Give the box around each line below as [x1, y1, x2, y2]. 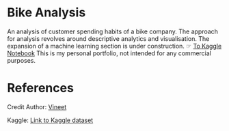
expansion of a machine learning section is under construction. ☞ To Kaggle [7, 42, 222, 50]
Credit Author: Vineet [7, 102, 67, 111]
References [7, 81, 74, 96]
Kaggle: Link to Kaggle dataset [7, 116, 94, 124]
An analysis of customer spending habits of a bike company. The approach [7, 27, 219, 35]
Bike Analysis [7, 5, 86, 20]
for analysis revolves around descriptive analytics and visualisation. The [7, 34, 210, 42]
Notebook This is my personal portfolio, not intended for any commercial [7, 49, 212, 57]
